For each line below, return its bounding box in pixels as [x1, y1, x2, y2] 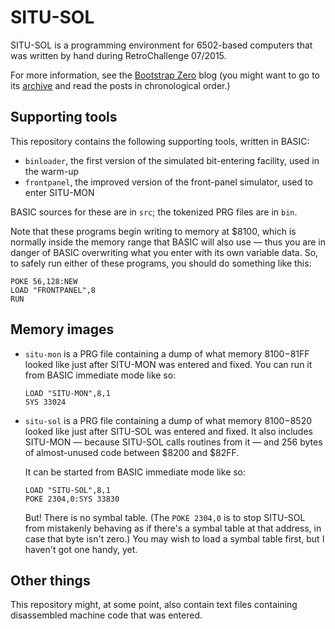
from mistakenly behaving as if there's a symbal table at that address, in [24, 522, 322, 534]
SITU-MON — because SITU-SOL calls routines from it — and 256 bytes [24, 436, 323, 448]
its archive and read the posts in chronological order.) [10, 79, 231, 91]
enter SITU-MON [24, 186, 95, 198]
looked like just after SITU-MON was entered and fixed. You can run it [24, 358, 313, 370]
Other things [10, 572, 91, 589]
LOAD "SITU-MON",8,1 [24, 388, 111, 398]
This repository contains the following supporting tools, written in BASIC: [10, 135, 310, 147]
